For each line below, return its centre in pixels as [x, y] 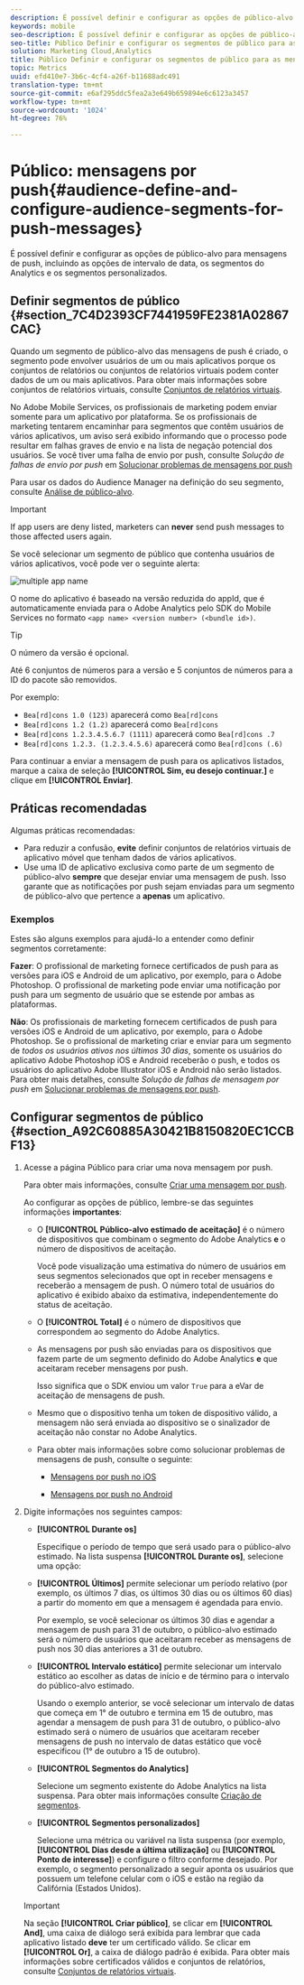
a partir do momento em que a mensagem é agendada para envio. [160, 1602]
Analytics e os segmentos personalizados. [89, 273]
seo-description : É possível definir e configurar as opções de [134, 34]
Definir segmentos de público [95, 301]
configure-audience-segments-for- [147, 210]
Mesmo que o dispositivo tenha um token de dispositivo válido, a [157, 1412]
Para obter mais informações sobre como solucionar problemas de [161, 1449]
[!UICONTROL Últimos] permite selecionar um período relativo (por [162, 1583]
